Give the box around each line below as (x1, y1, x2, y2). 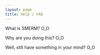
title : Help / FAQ (5, 12, 43, 17)
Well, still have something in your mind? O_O (5, 44, 96, 50)
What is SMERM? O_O (5, 25, 50, 31)
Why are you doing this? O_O (5, 35, 64, 41)
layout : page (5, 7, 32, 12)
